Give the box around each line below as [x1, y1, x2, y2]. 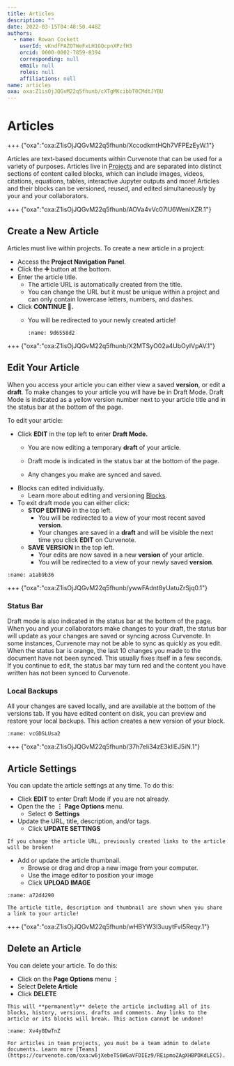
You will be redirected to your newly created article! [27, 315, 176, 324]
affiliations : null [19, 75, 77, 82]
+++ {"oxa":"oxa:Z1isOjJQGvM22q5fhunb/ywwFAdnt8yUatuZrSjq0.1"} [7, 583, 208, 592]
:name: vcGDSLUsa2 [7, 730, 61, 737]
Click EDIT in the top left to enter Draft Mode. [17, 430, 148, 438]
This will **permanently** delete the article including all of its [7, 1003, 210, 1010]
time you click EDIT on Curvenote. [38, 535, 136, 544]
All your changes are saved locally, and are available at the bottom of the [7, 702, 216, 710]
